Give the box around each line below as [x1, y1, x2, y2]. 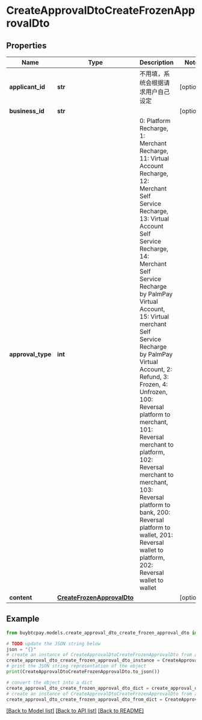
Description [139, 58, 174, 66]
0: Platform [139, 117, 171, 125]
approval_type [9, 350, 52, 358]
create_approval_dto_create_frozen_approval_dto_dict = [6, 685, 149, 691]
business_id [9, 107, 45, 115]
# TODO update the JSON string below [6, 640, 101, 646]
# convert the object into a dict [6, 679, 93, 686]
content [9, 593, 32, 601]
